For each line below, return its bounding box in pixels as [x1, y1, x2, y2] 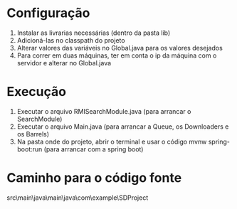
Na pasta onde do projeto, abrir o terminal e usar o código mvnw [16, 137, 207, 146]
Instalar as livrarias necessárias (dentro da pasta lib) [16, 28, 171, 37]
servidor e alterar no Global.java [16, 58, 112, 67]
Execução [6, 84, 67, 100]
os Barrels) [16, 129, 50, 138]
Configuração [6, 5, 90, 21]
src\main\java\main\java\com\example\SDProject [6, 193, 149, 202]
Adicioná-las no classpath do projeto [16, 36, 125, 44]
